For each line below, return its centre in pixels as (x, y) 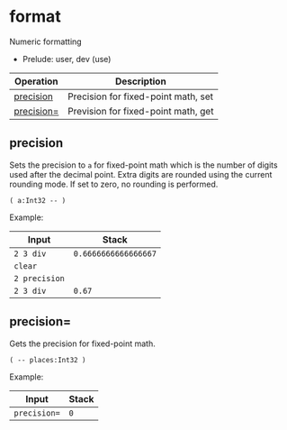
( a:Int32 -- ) (38, 200)
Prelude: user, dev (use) (67, 59)
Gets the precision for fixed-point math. (82, 343)
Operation (36, 81)
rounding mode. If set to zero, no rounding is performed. (114, 184)
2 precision (40, 278)
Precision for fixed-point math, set (140, 96)
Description (141, 81)
